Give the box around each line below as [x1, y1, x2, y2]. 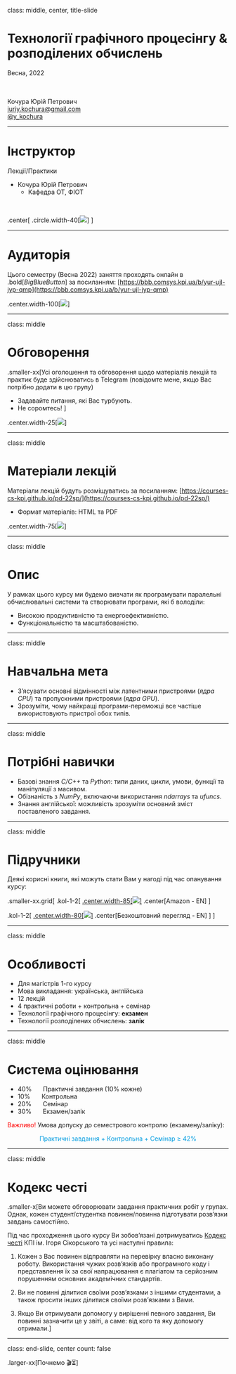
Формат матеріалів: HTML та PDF [17, 507, 118, 516]
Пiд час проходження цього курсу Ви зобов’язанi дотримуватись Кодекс [7, 1231, 227, 1240]
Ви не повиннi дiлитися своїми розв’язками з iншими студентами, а [17, 1288, 221, 1297]
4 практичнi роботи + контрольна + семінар [17, 1002, 151, 1011]
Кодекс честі [7, 1179, 88, 1195]
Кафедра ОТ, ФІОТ [27, 188, 84, 196]
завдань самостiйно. [7, 1217, 70, 1226]
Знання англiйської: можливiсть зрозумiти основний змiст [17, 799, 193, 808]
